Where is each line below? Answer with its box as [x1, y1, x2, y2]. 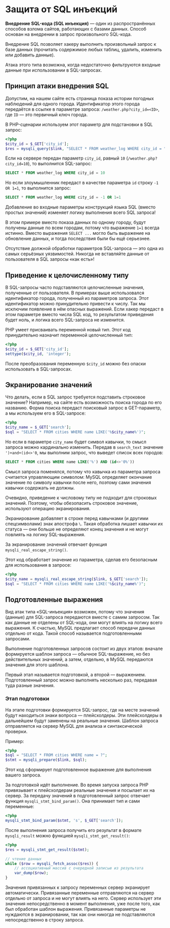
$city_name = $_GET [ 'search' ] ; [5, 425, 71, 430]
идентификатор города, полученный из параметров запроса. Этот [5, 295, 149, 301]
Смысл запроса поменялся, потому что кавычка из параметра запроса [5, 469, 161, 475]
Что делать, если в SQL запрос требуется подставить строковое [5, 394, 146, 400]
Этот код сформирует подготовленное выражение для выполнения [5, 766, 152, 773]
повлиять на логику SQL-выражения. [5, 531, 86, 537]
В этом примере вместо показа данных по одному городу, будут [5, 220, 146, 226]
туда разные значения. [5, 683, 55, 689]
